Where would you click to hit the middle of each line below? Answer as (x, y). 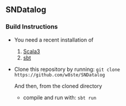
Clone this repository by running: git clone (67, 69)
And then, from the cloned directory (58, 86)
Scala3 (31, 51)
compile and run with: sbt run (59, 97)
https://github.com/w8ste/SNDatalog (59, 75)
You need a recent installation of (54, 40)
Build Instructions (32, 27)
